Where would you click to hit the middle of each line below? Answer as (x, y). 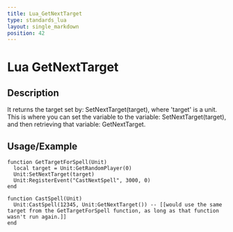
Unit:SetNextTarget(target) (54, 174)
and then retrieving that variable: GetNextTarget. (77, 124)
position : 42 (26, 33)
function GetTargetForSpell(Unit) (57, 163)
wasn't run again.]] (37, 217)
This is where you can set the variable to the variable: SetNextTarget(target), (117, 117)
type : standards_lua (37, 20)
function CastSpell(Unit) (45, 199)
